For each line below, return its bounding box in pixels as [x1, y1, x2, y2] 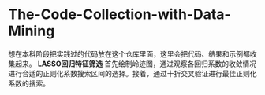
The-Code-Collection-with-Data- [8, 5, 231, 24]
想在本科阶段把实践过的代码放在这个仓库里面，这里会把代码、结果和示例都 [8, 49, 250, 58]
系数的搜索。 [8, 79, 50, 88]
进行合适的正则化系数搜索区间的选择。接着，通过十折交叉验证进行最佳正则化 [8, 68, 257, 78]
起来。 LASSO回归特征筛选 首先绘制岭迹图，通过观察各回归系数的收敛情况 [14, 59, 257, 68]
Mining [8, 22, 55, 40]
